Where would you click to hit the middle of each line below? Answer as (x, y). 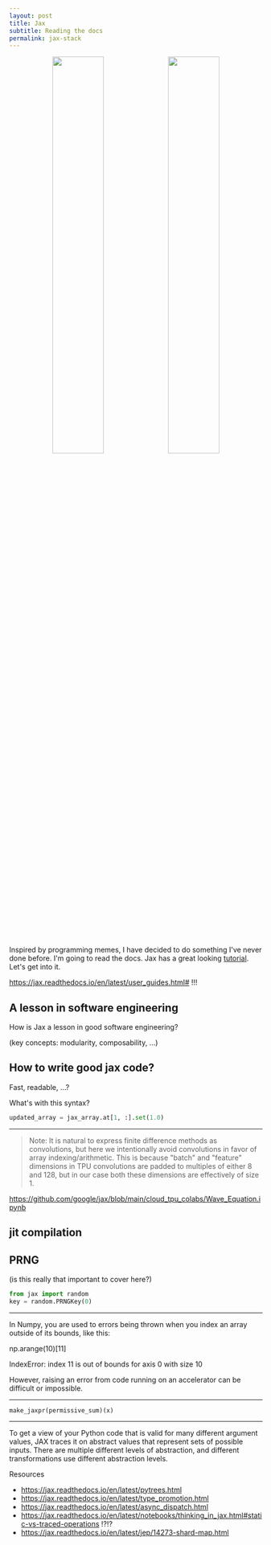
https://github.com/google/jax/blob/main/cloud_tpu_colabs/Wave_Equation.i (135, 1199)
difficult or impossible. (46, 1388)
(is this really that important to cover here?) (80, 1279)
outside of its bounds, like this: (60, 1333)
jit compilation (46, 1233)
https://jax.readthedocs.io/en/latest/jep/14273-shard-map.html (125, 1532)
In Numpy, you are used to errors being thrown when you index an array (128, 1324)
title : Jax (27, 23)
